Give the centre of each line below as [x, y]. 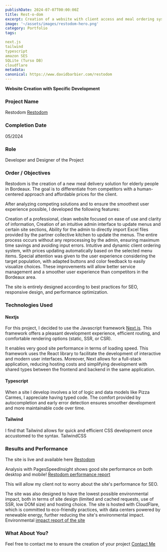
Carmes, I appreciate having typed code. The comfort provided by [73, 397]
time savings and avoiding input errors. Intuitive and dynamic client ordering [83, 245]
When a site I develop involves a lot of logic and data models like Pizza [78, 392]
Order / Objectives [28, 173]
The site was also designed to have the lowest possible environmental [77, 494]
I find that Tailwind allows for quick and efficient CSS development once [79, 430]
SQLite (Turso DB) [24, 60]
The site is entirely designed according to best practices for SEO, [72, 287]
